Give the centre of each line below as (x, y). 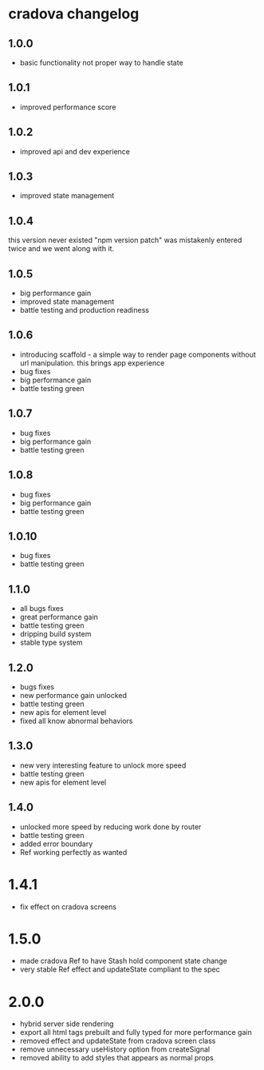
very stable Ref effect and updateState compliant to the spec (120, 969)
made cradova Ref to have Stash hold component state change (123, 961)
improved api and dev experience (75, 151)
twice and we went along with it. (61, 249)
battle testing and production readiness (85, 310)
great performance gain (59, 617)
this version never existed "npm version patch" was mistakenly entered (125, 240)
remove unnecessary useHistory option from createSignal (114, 1049)
